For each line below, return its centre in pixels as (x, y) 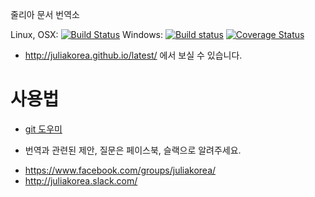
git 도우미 (43, 129)
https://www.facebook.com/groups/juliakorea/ (120, 170)
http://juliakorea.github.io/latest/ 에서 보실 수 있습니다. (133, 55)
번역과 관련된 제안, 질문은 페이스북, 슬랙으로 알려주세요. (133, 150)
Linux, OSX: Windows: (87, 34)
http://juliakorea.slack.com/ (81, 180)
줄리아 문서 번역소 (45, 14)
